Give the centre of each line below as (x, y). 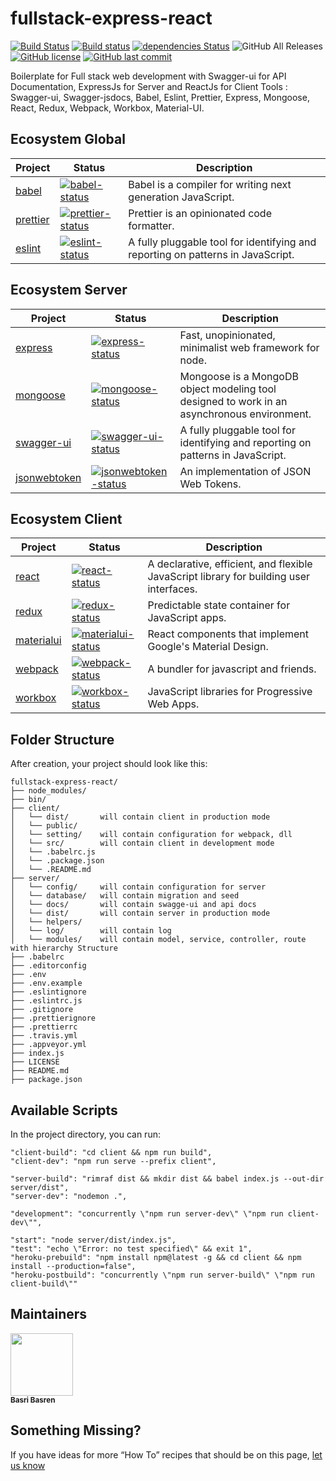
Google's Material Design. (208, 647)
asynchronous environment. (245, 414)
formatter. (151, 225)
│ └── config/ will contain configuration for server (138, 887)
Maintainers (49, 1314)
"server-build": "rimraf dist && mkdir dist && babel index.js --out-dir (167, 1179)
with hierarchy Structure (64, 948)
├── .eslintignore (48, 992)
